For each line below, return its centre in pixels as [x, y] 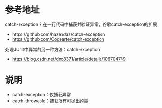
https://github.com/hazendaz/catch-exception [59, 34]
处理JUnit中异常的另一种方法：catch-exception [52, 49]
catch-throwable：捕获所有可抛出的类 [50, 101]
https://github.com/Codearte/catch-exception [58, 39]
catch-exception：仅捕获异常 [41, 94]
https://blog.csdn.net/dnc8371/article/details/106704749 [69, 59]
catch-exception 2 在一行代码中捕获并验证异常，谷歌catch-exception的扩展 [81, 24]
